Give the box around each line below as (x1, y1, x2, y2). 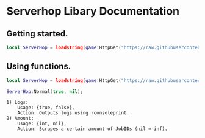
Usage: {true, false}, (17, 105, 75, 111)
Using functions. (6, 61, 71, 72)
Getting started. (6, 29, 68, 39)
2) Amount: (6, 116, 34, 122)
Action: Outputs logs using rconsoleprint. (17, 110, 130, 116)
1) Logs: (6, 99, 29, 106)
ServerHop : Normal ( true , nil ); (6, 88, 84, 95)
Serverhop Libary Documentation (6, 4, 180, 18)
